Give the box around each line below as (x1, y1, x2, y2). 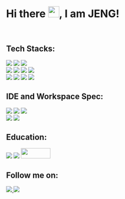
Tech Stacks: (6, 44, 55, 54)
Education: (6, 132, 47, 142)
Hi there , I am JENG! (6, 7, 120, 21)
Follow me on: (6, 170, 59, 180)
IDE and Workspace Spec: (6, 92, 104, 102)
